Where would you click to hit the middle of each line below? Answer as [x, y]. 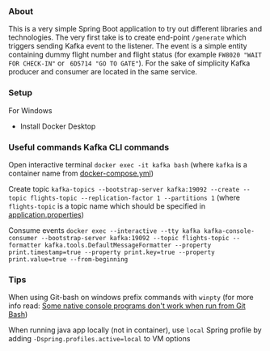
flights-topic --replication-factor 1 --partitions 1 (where [135, 197]
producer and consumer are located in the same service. [103, 72]
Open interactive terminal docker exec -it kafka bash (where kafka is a [128, 164]
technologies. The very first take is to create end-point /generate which [127, 37]
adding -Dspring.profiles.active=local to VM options [99, 339]
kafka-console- [229, 231]
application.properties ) [46, 214]
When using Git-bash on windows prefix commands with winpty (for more [131, 298]
